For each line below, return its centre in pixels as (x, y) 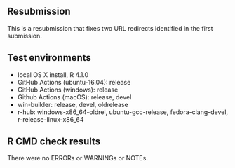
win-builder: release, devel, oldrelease (73, 104)
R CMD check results (54, 142)
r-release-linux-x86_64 (51, 119)
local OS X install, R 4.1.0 (53, 75)
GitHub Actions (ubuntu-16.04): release (74, 82)
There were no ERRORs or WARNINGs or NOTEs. (78, 158)
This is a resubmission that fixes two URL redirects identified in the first (110, 28)
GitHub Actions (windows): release (68, 90)
